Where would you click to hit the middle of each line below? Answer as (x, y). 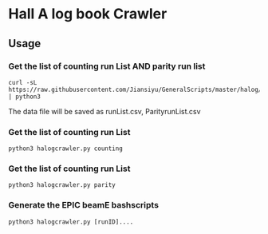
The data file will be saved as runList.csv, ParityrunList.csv (104, 111)
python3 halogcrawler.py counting (66, 149)
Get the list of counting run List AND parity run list (107, 66)
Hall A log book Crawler (88, 14)
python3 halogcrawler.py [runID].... (71, 222)
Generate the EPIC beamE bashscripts (84, 205)
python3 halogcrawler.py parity (62, 185)
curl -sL (23, 82)
